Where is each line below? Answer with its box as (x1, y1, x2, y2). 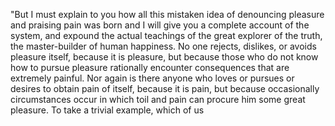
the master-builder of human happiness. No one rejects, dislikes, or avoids (10, 40, 317, 52)
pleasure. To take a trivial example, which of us (10, 104, 205, 116)
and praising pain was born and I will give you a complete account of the (10, 19, 310, 31)
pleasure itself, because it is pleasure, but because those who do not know (10, 51, 319, 63)
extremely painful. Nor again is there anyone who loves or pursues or (10, 72, 295, 84)
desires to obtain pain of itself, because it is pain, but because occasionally (10, 83, 320, 94)
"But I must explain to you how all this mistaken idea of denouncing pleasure (10, 9, 325, 20)
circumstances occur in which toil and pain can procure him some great (10, 94, 306, 105)
